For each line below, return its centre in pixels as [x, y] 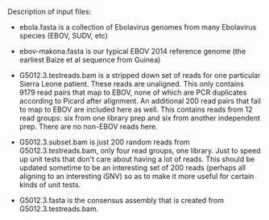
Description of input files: [50, 12]
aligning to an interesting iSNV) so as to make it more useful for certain [137, 176]
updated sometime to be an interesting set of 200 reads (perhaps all [132, 167]
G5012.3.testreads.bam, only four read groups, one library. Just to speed [140, 151]
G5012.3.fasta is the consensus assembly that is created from [122, 200]
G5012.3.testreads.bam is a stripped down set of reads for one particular [140, 75]
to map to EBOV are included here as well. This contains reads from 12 [136, 109]
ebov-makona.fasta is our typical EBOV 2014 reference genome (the [132, 51]
